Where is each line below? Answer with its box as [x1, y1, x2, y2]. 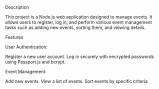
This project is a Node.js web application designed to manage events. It [5, 14, 152, 19]
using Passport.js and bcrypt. [5, 59, 66, 64]
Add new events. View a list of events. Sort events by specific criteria [5, 78, 148, 84]
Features [5, 34, 23, 40]
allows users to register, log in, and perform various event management [5, 19, 152, 25]
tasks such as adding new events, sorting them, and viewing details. [5, 24, 146, 30]
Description [5, 4, 29, 10]
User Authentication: [5, 44, 48, 49]
